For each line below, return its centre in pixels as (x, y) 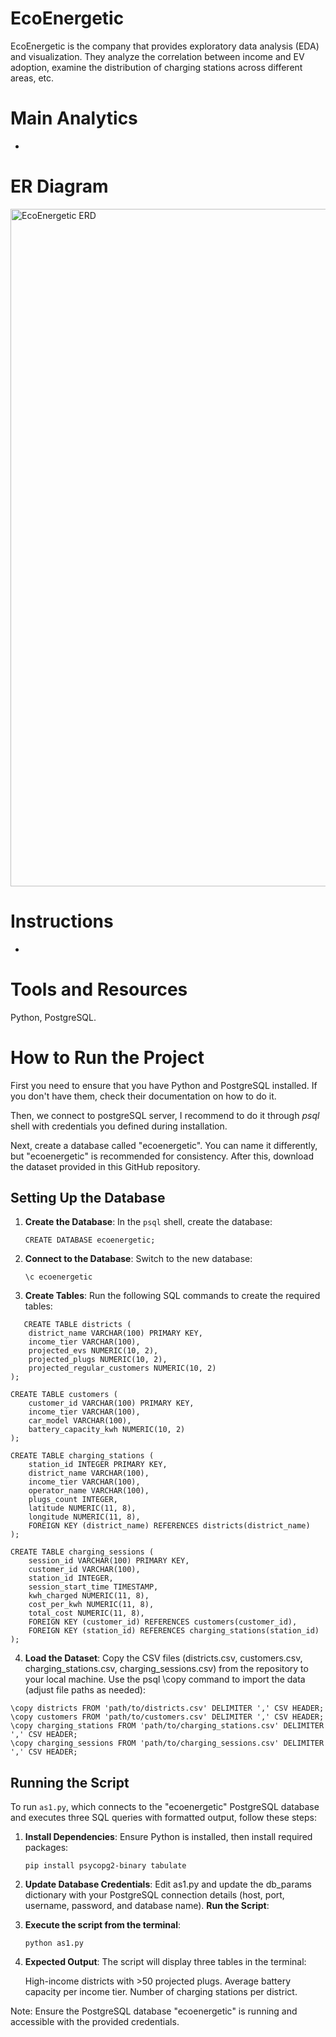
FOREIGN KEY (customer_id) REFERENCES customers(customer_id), (163, 1622)
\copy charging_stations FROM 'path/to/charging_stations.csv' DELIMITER (167, 1726)
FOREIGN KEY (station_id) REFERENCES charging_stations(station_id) (174, 1631)
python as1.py (54, 1943)
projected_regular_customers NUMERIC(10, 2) (122, 1368)
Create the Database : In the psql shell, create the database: (148, 1222)
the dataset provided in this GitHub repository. (105, 1166)
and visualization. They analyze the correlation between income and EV (157, 56)
